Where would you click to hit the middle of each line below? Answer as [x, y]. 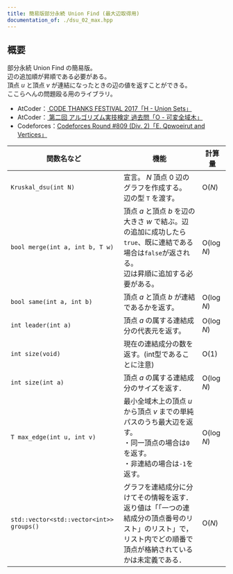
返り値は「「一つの [153, 508]
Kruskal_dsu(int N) [43, 187]
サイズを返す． [162, 388]
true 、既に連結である [159, 242]
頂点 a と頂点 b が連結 [159, 297]
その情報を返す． [165, 498]
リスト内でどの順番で [158, 539]
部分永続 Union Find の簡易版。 [52, 68]
